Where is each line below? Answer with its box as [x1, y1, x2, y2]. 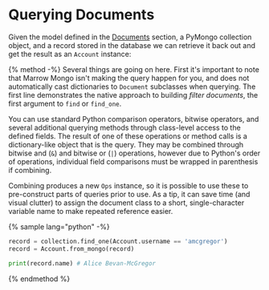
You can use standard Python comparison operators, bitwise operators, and [8, 114, 259, 123]
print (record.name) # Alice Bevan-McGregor [8, 259, 157, 268]
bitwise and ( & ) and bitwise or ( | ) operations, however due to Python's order [8, 148, 261, 158]
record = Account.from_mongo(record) [8, 244, 135, 253]
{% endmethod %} [8, 274, 71, 284]
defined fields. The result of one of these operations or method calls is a [8, 131, 247, 141]
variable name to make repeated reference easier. [8, 206, 173, 215]
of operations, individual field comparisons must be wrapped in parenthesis [8, 156, 259, 166]
